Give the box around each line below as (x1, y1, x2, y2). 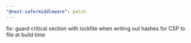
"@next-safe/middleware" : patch (6, 8, 86, 15)
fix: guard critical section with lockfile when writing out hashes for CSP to (6, 25, 186, 32)
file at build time (6, 31, 46, 38)
